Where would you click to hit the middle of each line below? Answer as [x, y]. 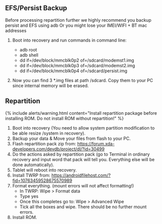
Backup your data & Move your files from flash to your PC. [71, 138]
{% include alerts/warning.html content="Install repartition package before [81, 113]
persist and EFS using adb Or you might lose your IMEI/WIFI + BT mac [76, 25]
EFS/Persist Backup [36, 8]
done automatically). [33, 165]
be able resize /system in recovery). [49, 133]
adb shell [29, 55]
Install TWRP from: [31, 175]
